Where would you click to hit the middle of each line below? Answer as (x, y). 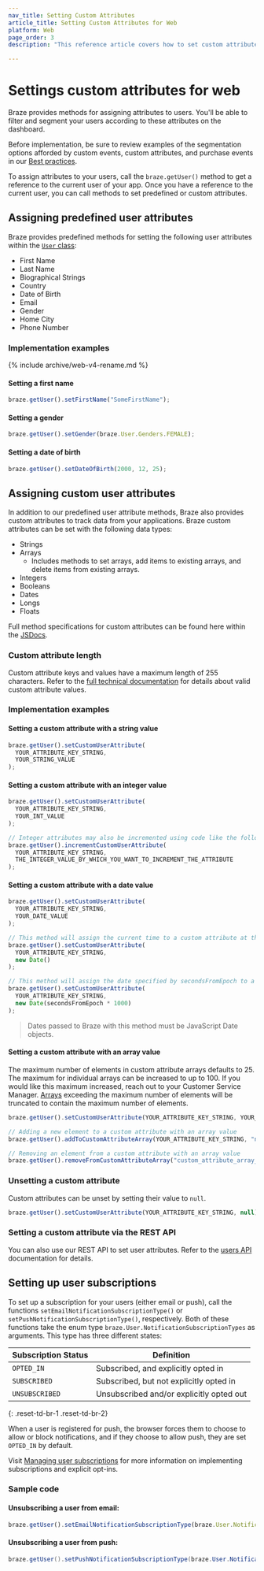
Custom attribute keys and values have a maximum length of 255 (113, 672)
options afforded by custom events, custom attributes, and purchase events (131, 153)
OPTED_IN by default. (40, 1445)
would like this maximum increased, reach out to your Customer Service (125, 1086)
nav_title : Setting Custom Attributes (71, 15)
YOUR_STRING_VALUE (46, 760)
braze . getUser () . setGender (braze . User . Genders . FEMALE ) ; (101, 434)
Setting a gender (36, 418)
